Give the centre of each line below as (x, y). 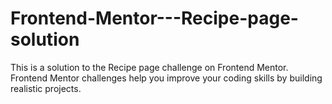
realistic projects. (46, 88)
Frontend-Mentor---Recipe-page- (154, 18)
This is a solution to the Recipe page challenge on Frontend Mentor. (149, 67)
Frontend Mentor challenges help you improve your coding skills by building (166, 78)
